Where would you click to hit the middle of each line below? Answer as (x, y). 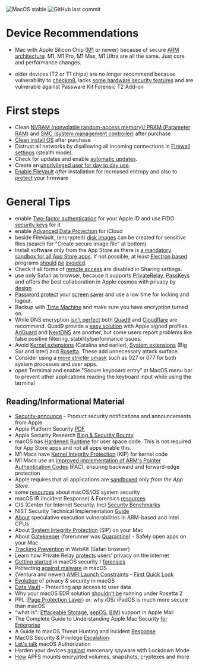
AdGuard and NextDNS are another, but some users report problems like (103, 332)
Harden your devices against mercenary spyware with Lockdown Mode (102, 650)
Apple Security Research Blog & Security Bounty (74, 435)
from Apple (29, 422)
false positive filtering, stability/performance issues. (78, 338)
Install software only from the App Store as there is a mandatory (93, 250)
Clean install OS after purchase (53, 139)
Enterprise (27, 625)
